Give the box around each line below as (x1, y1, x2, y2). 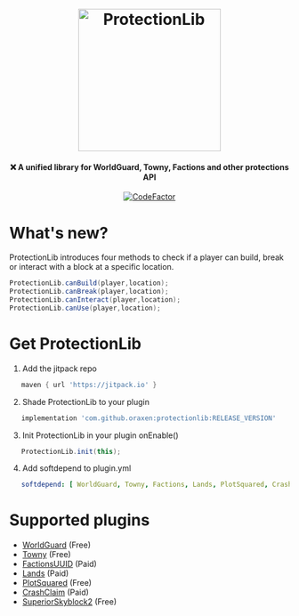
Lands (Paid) (21, 568, 69, 579)
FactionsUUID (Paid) (21, 559, 98, 570)
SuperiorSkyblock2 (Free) (21, 596, 117, 607)
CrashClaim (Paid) (21, 587, 89, 598)
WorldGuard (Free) (21, 539, 92, 550)
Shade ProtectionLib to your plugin (21, 396, 149, 407)
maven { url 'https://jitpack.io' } (20, 380, 158, 389)
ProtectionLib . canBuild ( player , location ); (9, 279, 169, 288)
